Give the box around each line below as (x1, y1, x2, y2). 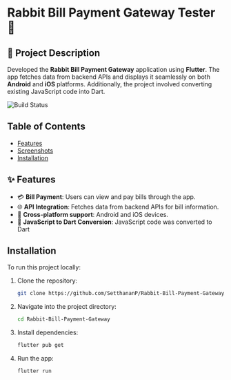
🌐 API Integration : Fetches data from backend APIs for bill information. (17, 202, 219, 211)
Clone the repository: (17, 276, 78, 285)
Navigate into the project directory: (17, 303, 117, 311)
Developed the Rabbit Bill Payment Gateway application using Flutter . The (7, 66, 220, 73)
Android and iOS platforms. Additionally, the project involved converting (7, 80, 212, 88)
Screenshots (17, 146, 54, 155)
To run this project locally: (7, 263, 81, 272)
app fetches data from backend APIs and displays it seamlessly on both (7, 73, 210, 81)
